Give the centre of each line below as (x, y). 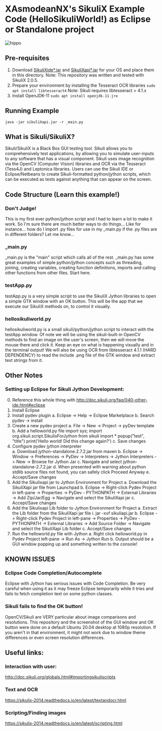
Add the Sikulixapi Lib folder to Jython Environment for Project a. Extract (84, 508)
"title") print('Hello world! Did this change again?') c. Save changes (79, 441)
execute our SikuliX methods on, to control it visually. (58, 306)
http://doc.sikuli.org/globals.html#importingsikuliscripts (60, 677)
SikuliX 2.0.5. (25, 80)
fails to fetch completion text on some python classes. (59, 594)
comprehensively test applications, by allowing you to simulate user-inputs (80, 154)
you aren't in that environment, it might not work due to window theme (75, 632)
